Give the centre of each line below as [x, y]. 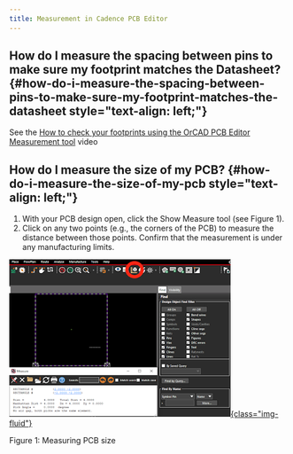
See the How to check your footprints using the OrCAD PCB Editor [130, 132]
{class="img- [254, 414]
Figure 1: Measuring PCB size [63, 441]
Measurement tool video [54, 142]
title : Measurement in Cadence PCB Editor [89, 19]
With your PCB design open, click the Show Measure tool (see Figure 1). [153, 219]
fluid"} [21, 423]
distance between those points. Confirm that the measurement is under [152, 238]
